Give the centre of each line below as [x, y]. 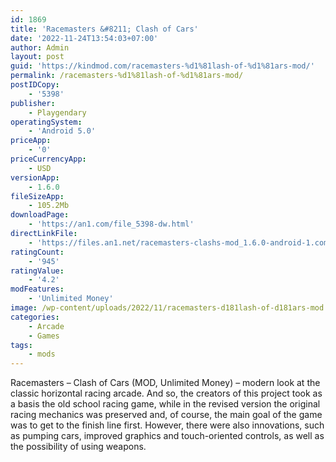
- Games [44, 336]
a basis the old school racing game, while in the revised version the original [165, 404]
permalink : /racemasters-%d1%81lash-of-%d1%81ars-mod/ [127, 76]
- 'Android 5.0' [62, 131]
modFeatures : [37, 289]
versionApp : [35, 177]
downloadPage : [40, 215]
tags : [21, 345]
